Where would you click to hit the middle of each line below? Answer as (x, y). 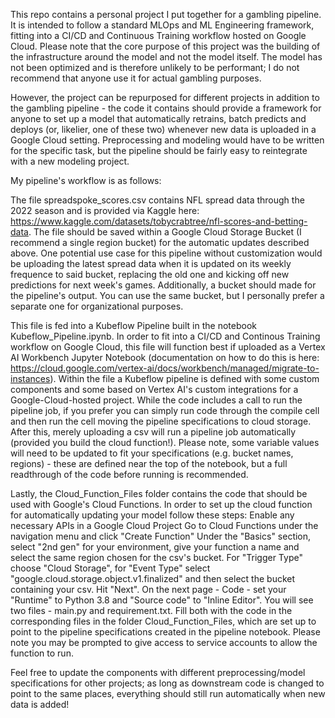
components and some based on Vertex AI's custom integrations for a (154, 389)
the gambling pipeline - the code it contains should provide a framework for (166, 108)
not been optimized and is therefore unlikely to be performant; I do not (155, 67)
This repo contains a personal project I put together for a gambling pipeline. (166, 14)
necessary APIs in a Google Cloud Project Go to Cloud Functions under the (164, 525)
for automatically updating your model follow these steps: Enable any (152, 515)
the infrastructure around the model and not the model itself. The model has (166, 57)
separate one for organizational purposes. (97, 306)
